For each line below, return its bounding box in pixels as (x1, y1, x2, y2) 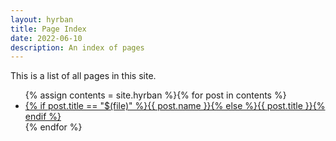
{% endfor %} (24, 121, 83, 133)
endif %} (24, 111, 62, 123)
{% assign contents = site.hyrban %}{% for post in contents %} (24, 89, 287, 101)
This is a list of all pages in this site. (10, 70, 157, 82)
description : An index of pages (10, 42, 145, 53)
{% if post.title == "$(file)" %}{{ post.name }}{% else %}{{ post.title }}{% (24, 100, 326, 112)
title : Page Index (10, 24, 87, 34)
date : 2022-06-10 (10, 33, 83, 43)
